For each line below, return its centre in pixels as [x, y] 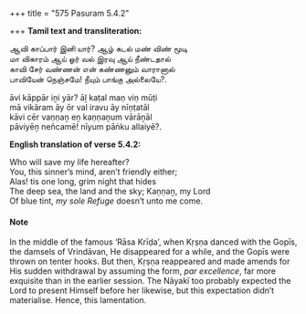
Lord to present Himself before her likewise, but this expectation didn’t [142, 290]
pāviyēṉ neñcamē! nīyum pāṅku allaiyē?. [86, 126]
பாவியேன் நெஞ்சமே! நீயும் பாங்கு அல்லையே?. [88, 79]
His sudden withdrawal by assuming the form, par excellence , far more [143, 271]
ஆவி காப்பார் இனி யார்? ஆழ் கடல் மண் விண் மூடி [99, 48]
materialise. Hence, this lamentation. [78, 300]
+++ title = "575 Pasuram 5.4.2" [69, 13]
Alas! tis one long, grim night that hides [83, 181]
